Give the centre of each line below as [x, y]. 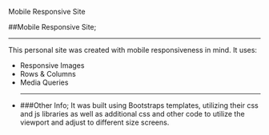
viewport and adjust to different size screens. [94, 122]
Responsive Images [52, 66]
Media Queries [44, 82]
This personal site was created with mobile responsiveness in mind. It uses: [133, 50]
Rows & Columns [48, 74]
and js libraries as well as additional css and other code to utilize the [132, 114]
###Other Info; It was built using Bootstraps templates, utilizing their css [139, 105]
